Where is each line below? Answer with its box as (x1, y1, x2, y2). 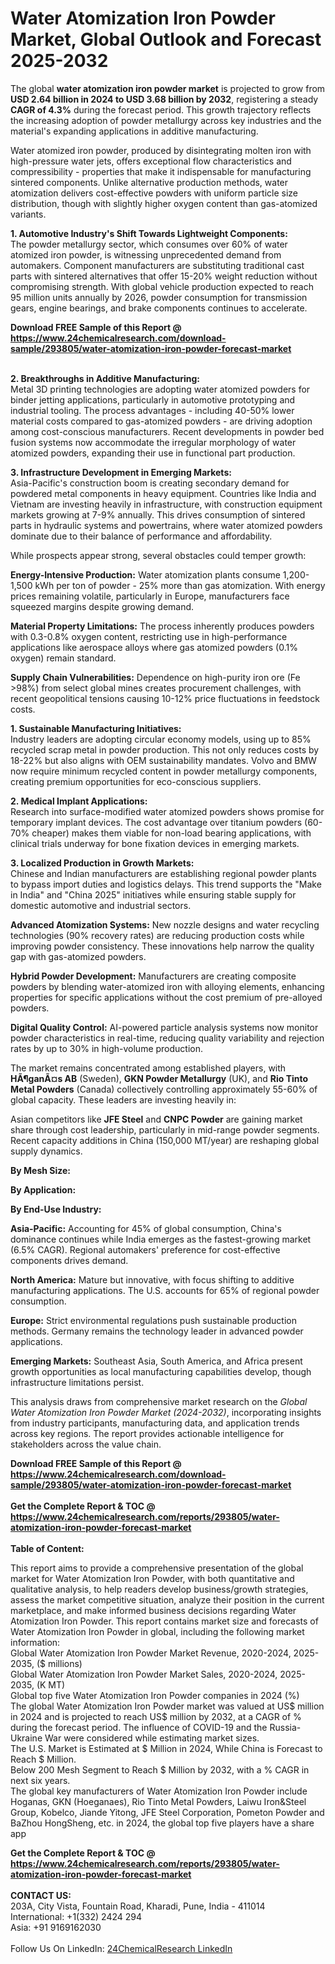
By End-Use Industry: (10, 1203, 102, 1215)
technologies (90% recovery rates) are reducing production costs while (10, 929, 305, 941)
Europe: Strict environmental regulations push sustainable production (10, 1314, 297, 1326)
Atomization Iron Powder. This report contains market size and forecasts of (10, 1615, 319, 1627)
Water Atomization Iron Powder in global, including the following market (10, 1625, 305, 1637)
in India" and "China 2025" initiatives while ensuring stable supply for (10, 888, 297, 901)
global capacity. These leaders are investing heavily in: (10, 1093, 237, 1106)
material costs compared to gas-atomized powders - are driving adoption (10, 415, 313, 427)
